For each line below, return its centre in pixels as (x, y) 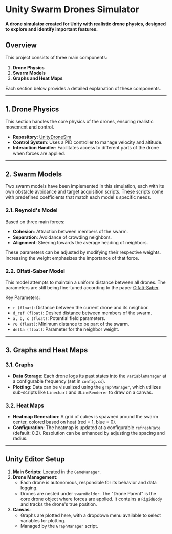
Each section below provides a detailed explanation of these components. (83, 88)
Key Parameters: (23, 297)
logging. (29, 488)
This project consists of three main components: (56, 57)
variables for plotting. (43, 520)
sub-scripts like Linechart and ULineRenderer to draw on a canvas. (83, 392)
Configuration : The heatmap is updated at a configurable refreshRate (87, 427)
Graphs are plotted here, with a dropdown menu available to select (91, 515)
